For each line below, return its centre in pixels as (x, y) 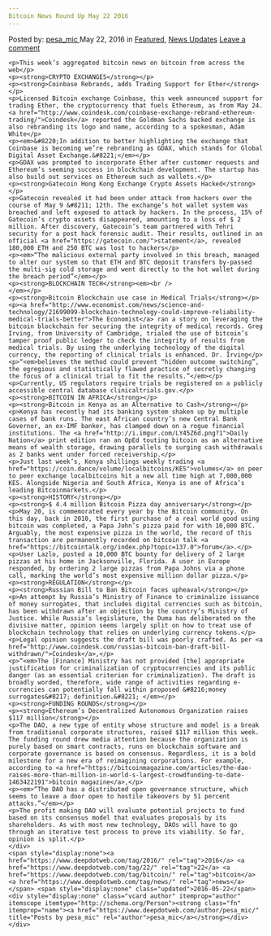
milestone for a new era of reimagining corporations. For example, (127, 761)
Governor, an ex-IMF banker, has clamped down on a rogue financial (127, 426)
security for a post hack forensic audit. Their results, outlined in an (136, 234)
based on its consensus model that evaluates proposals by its (118, 818)
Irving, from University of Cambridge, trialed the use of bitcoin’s (129, 333)
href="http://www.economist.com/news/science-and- (117, 305)
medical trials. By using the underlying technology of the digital (127, 348)
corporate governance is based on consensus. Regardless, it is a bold (132, 754)
